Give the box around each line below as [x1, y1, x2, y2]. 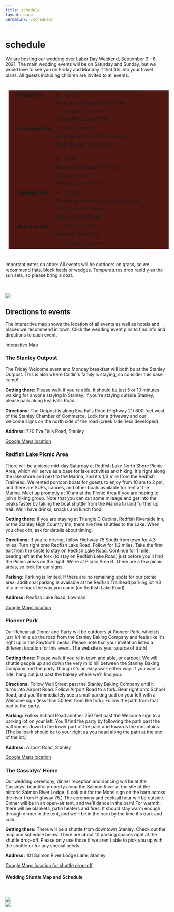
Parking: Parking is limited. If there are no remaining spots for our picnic [5, 573, 157, 580]
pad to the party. [5, 703, 41, 709]
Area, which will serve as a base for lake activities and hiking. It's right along [5, 468, 165, 474]
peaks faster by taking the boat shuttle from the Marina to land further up [5, 500, 159, 507]
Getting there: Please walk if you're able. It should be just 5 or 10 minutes [5, 387, 160, 393]
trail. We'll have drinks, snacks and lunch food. [5, 506, 103, 512]
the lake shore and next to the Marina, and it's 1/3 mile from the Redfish [5, 473, 155, 479]
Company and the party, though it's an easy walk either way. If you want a [5, 666, 161, 672]
